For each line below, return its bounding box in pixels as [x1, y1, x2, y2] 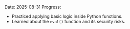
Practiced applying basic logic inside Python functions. [11, 14, 123, 19]
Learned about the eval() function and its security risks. [11, 19, 126, 24]
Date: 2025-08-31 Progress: [4, 4, 62, 10]
